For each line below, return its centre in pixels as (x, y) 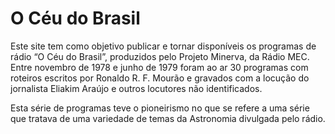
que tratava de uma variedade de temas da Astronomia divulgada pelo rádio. (168, 118)
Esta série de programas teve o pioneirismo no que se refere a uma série (160, 108)
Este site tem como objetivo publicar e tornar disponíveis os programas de (163, 46)
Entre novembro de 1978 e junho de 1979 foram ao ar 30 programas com (159, 67)
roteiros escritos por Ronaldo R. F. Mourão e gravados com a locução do (160, 78)
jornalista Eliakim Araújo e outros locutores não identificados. (136, 88)
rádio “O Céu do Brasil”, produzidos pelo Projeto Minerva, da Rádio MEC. (160, 56)
